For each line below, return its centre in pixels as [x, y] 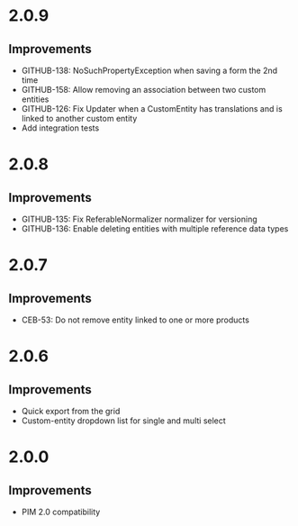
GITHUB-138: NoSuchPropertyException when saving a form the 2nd [149, 70]
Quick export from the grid [71, 411]
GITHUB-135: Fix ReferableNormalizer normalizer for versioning [139, 219]
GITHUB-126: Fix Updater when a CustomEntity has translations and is [152, 109]
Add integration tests [60, 128]
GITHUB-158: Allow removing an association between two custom [144, 90]
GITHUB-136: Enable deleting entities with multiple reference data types [155, 229]
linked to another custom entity [79, 118]
